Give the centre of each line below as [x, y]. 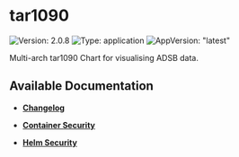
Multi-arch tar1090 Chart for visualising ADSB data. [104, 57]
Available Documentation [82, 86]
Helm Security [50, 142]
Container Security [59, 125]
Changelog [44, 108]
